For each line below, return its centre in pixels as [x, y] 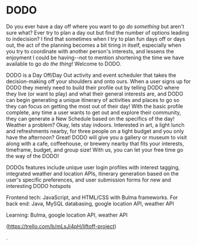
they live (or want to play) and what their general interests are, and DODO [95, 94]
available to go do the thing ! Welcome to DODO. [64, 64]
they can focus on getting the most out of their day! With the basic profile [95, 106]
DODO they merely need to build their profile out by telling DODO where [93, 87]
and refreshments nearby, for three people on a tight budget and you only [95, 131]
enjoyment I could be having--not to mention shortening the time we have [95, 57]
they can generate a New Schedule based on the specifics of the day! [90, 118]
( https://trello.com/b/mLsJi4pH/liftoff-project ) [61, 226]
